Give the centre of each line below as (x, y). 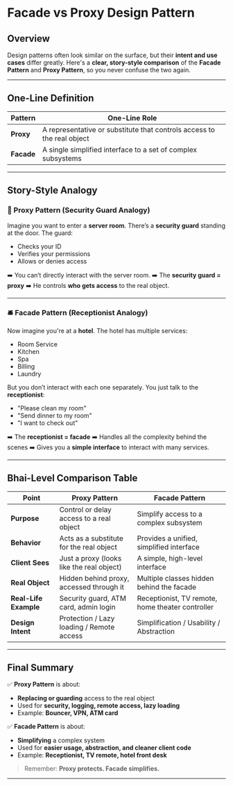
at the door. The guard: (40, 233)
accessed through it (92, 587)
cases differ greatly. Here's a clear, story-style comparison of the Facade (114, 63)
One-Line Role (132, 118)
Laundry (29, 374)
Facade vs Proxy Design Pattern (101, 13)
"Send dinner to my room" (54, 415)
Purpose (25, 518)
